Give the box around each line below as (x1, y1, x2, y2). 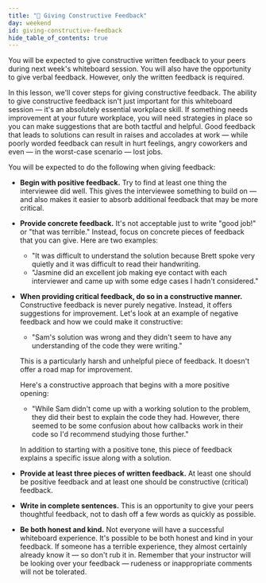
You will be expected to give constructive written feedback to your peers (8, 56, 246, 65)
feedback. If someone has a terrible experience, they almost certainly (19, 542, 248, 551)
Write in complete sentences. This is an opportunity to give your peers (19, 501, 254, 511)
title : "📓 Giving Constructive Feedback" (8, 11, 148, 20)
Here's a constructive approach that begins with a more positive (19, 380, 230, 390)
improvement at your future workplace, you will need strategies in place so (8, 113, 253, 123)
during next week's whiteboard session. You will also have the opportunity (8, 64, 252, 74)
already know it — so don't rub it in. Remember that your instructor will (19, 550, 252, 560)
